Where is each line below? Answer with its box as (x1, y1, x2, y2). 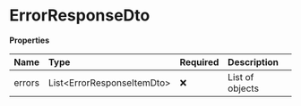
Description (228, 55, 279, 68)
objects (228, 82, 260, 94)
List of (228, 70, 254, 83)
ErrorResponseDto (9, 5, 150, 26)
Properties (9, 35, 50, 45)
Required (179, 55, 219, 68)
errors (13, 77, 40, 89)
